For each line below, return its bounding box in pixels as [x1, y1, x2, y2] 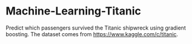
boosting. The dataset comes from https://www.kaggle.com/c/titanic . [5, 30, 179, 37]
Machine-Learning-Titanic [5, 4, 142, 18]
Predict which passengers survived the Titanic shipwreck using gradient [5, 24, 186, 31]
